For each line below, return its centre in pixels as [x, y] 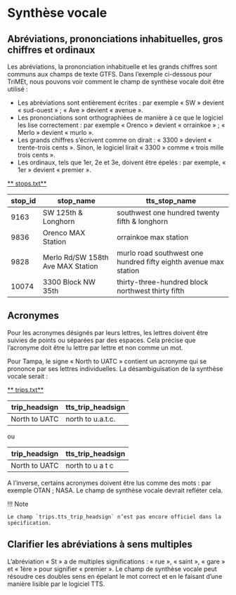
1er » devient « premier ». [54, 170]
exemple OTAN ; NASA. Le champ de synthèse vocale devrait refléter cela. [115, 490]
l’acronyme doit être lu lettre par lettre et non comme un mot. [96, 347]
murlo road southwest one [160, 253]
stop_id [24, 201]
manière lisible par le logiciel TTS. [56, 584]
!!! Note [18, 504]
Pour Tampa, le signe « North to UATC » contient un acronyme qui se [107, 361]
